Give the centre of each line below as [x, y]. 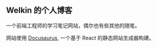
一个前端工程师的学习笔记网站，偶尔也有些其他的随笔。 [73, 26]
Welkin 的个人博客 [39, 10]
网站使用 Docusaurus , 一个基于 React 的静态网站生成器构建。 [80, 38]
